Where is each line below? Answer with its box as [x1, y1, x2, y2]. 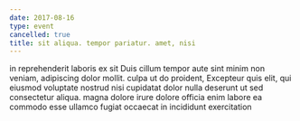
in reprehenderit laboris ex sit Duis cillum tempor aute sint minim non [9, 63, 265, 74]
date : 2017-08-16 [9, 13, 75, 23]
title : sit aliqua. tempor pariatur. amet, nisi [9, 38, 196, 48]
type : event [9, 22, 54, 31]
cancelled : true [9, 30, 70, 39]
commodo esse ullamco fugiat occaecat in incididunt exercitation [9, 101, 252, 113]
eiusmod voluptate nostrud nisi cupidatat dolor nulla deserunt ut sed [9, 82, 264, 93]
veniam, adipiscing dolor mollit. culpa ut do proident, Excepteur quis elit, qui [9, 73, 292, 84]
